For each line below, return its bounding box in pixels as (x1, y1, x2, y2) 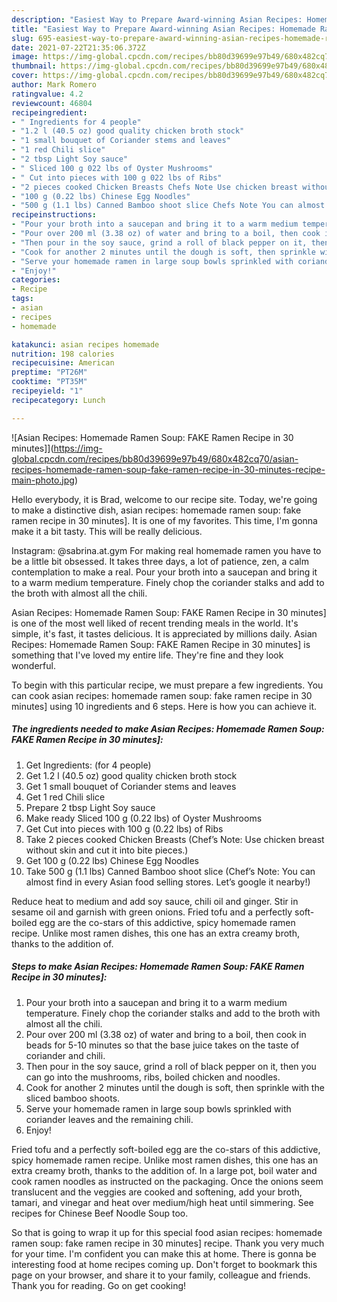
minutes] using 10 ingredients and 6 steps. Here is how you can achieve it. (11, 700, 318, 712)
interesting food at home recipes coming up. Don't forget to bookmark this (11, 1258, 318, 1270)
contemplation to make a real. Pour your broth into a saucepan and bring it (11, 566, 318, 578)
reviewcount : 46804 (11, 98, 93, 108)
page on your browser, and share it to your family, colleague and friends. (11, 1269, 311, 1281)
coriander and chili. (25, 1049, 106, 1061)
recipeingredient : (11, 107, 88, 118)
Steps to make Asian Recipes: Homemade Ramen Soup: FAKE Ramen (11, 961, 305, 973)
